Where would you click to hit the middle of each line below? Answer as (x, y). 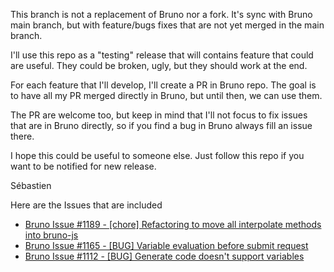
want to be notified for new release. (83, 166)
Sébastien (31, 185)
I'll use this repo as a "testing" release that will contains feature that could (162, 55)
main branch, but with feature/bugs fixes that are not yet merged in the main (167, 25)
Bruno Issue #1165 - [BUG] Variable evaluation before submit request (166, 245)
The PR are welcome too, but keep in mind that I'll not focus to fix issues (159, 115)
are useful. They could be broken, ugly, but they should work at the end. (159, 65)
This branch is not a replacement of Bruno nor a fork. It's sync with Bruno (161, 14)
